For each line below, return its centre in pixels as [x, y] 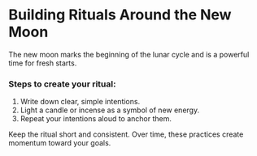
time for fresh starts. [43, 63]
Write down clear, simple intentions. [80, 102]
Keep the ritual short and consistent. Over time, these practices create [126, 134]
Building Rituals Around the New [120, 15]
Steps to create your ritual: [62, 84]
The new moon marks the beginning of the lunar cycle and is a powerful [129, 54]
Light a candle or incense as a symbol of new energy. [110, 110]
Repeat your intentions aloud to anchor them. [96, 119]
